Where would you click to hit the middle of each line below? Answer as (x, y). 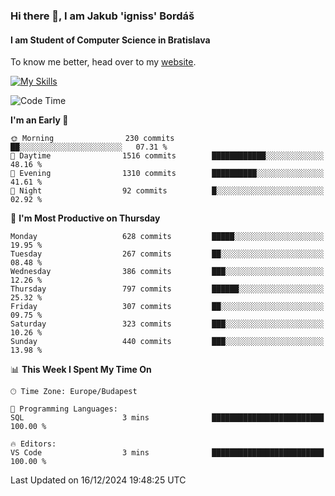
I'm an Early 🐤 (39, 120)
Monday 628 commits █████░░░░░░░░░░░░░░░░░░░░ (167, 237)
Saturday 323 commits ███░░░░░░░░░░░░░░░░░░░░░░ (167, 324)
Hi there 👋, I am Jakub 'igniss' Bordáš (102, 16)
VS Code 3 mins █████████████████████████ (167, 453)
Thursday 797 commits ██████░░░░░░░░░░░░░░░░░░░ (167, 289)
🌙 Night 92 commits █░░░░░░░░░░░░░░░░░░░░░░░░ (167, 191)
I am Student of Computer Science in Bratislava (110, 40)
